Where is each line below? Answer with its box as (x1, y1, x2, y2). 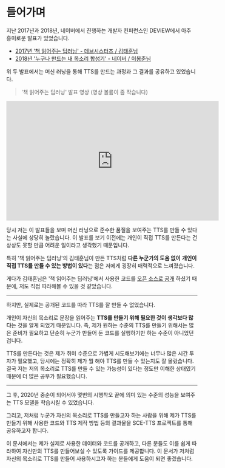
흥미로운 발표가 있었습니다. (6, 34, 70, 41)
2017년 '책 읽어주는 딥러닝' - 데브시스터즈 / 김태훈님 (15, 47, 138, 55)
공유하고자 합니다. (6, 427, 49, 434)
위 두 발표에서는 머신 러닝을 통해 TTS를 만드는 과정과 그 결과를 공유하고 (6, 67, 175, 75)
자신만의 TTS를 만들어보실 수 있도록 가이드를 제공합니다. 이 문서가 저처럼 (22, 447, 195, 455)
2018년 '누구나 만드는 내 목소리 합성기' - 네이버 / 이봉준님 (15, 55, 152, 62)
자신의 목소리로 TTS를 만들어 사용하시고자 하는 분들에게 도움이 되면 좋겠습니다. (6, 455, 193, 462)
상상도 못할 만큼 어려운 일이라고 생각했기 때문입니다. (6, 241, 129, 249)
